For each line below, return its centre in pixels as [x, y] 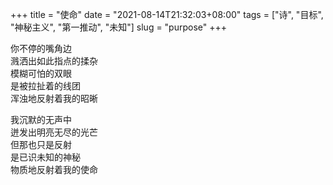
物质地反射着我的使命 [54, 169]
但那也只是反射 [41, 144]
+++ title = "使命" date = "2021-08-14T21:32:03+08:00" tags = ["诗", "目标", [167, 14]
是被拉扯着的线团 [45, 86]
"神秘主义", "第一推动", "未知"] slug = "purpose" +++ [119, 27]
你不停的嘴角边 [41, 48]
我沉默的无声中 [41, 119]
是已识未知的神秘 [45, 157]
